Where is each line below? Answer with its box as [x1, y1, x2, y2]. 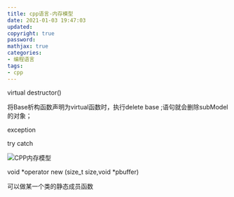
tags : [7, 62, 23, 69]
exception [7, 125, 36, 134]
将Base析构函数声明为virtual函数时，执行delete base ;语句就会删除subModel [7, 102, 228, 111]
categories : [7, 50, 42, 57]
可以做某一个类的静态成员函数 [7, 182, 93, 190]
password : [7, 36, 36, 43]
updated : [7, 23, 33, 30]
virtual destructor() [7, 88, 62, 97]
